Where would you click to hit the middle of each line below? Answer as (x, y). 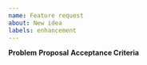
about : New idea (35, 23)
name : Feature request (46, 15)
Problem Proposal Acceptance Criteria (74, 53)
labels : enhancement (43, 30)
